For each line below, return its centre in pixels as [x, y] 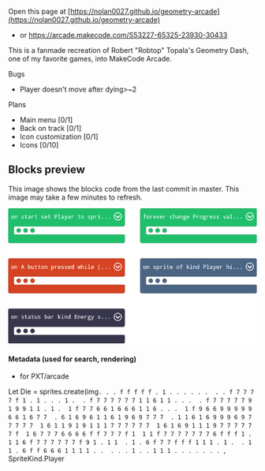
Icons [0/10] [39, 145]
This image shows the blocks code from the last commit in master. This [124, 189]
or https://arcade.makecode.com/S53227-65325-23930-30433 [123, 35]
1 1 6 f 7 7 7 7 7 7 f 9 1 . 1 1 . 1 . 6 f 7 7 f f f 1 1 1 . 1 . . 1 [130, 443]
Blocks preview [47, 170]
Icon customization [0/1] [59, 136]
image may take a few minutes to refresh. [75, 197]
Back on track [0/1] [50, 128]
